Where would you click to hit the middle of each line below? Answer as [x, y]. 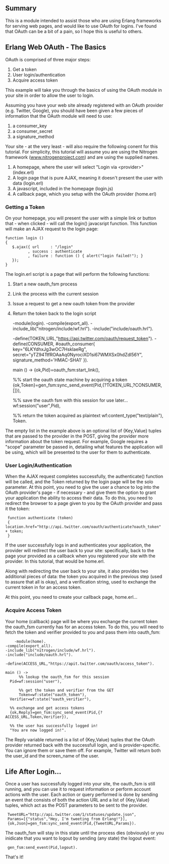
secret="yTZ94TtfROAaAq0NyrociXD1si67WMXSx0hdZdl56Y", [77, 354]
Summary [21, 8]
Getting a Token [25, 207]
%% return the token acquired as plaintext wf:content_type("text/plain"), [88, 415]
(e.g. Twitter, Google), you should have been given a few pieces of [74, 111]
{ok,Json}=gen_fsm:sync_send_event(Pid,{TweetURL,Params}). [72, 823]
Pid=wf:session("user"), [36, 681]
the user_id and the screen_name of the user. [52, 755]
